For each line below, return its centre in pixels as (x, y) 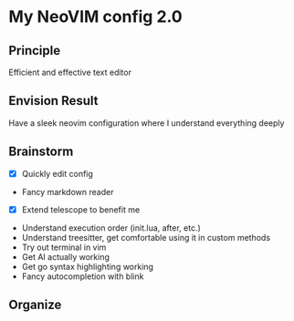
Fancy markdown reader (68, 192)
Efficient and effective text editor (70, 72)
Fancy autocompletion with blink (83, 276)
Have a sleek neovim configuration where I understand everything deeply (147, 123)
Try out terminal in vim (64, 247)
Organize (35, 305)
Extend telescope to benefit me (81, 209)
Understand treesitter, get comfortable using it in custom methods (146, 237)
